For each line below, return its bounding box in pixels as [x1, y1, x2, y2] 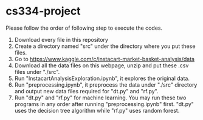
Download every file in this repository [14, 36, 109, 43]
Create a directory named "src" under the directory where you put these [14, 42, 196, 50]
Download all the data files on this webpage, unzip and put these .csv [14, 62, 189, 69]
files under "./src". [14, 68, 60, 75]
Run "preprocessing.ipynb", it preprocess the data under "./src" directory [14, 81, 198, 88]
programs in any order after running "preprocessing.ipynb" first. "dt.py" [14, 100, 194, 107]
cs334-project [5, 4, 81, 18]
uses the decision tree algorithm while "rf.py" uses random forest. [14, 107, 180, 114]
